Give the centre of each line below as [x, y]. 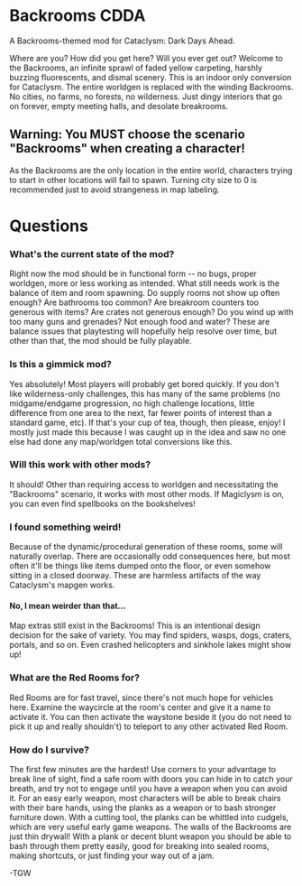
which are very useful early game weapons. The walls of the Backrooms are [151, 826]
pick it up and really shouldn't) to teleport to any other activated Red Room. [149, 726]
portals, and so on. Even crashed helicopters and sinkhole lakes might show [150, 645]
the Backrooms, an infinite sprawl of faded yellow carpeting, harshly [136, 68]
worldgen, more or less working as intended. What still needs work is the [145, 283]
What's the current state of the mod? [92, 254]
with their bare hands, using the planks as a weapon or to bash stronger [143, 808]
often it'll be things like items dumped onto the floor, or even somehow [140, 566]
